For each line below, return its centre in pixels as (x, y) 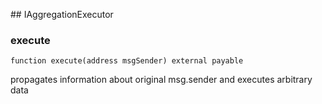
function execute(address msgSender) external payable (127, 61)
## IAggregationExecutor (62, 14)
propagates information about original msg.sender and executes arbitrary (161, 80)
